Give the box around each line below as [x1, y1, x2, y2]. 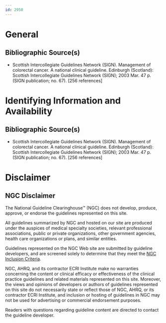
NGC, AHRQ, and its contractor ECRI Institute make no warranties [5, 265, 139, 271]
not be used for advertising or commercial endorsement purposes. [5, 297, 142, 303]
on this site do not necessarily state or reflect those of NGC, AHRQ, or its [5, 287, 154, 293]
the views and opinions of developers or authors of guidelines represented [5, 281, 158, 287]
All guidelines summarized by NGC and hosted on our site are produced [5, 219, 153, 225]
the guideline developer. [5, 312, 55, 318]
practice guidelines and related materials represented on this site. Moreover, [5, 276, 162, 282]
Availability [5, 106, 53, 117]
